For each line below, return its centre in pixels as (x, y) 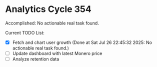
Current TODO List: (25, 32)
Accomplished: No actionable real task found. (52, 23)
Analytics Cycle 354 (48, 9)
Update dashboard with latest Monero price (57, 53)
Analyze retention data (36, 59)
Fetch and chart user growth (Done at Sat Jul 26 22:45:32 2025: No (82, 42)
